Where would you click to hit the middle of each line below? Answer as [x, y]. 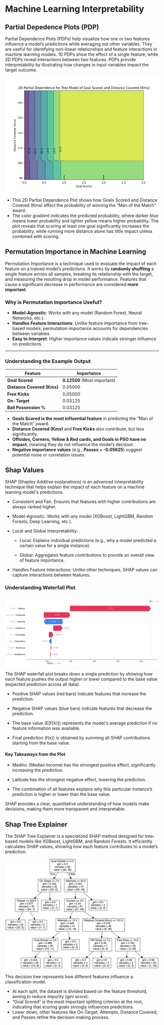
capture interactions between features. [51, 575]
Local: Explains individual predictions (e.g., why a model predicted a [88, 541]
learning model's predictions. [34, 492]
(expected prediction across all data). [43, 684]
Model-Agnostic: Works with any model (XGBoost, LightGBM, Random [83, 516]
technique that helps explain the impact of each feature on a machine [75, 487]
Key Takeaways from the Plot [35, 754]
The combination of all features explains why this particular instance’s [82, 789]
